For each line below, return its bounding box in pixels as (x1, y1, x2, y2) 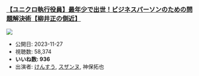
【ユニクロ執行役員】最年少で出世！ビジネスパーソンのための (6, 5, 187, 13)
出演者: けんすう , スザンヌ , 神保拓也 (15, 63, 104, 71)
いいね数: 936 (15, 55, 50, 63)
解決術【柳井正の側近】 (12, 14, 81, 22)
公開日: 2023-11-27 (15, 40, 63, 48)
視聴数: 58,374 (15, 48, 52, 55)
